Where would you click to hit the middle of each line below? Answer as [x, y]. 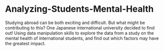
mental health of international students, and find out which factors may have [82, 38]
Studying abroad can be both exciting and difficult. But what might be [75, 23]
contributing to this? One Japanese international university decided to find [80, 27]
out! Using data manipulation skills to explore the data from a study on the [80, 33]
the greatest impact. [25, 43]
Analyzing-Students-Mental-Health [80, 9]
